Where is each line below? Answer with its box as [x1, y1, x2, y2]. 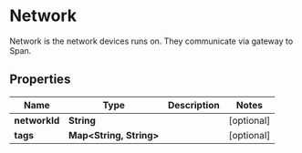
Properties [9, 72, 71, 87]
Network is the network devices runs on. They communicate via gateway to [9, 36, 294, 46]
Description [167, 98, 221, 111]
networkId [14, 114, 60, 127]
